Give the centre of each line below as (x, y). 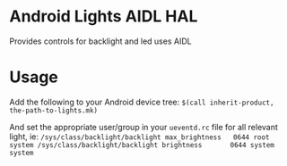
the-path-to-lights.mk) (54, 110)
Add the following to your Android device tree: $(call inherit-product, (142, 102)
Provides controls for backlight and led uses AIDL (100, 41)
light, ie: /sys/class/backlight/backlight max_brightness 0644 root (139, 137)
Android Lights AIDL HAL (104, 17)
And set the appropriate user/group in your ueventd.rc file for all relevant (143, 127)
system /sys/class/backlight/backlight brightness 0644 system (142, 145)
